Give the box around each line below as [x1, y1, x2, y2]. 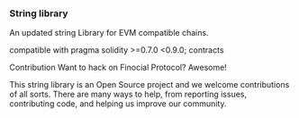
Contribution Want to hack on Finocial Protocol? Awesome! [9, 62, 227, 73]
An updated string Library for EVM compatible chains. [9, 28, 209, 38]
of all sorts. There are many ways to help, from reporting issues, [9, 88, 248, 100]
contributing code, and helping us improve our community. [9, 98, 227, 109]
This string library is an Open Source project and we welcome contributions [9, 80, 290, 90]
